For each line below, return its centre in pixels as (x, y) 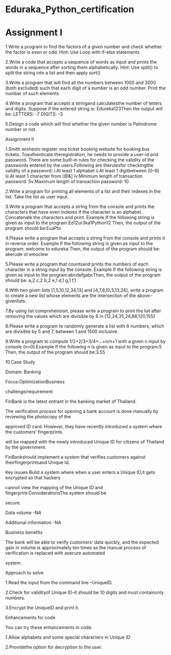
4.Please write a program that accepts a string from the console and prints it (85, 238)
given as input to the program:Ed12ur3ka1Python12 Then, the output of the (83, 223)
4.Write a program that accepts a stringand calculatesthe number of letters (84, 103)
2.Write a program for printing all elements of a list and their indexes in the (83, 191)
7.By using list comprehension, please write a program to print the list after (83, 311)
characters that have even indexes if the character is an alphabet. (74, 212)
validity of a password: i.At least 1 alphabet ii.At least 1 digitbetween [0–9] (82, 171)
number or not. (21, 129)
